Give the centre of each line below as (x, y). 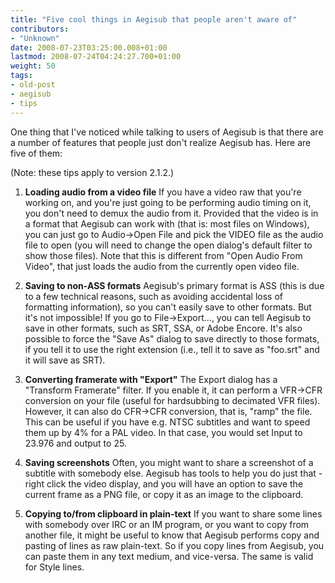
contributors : (40, 29)
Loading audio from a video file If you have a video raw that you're (163, 192)
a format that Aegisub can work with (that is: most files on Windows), (167, 223)
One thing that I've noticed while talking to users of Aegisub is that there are (167, 132)
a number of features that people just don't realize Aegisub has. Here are (161, 142)
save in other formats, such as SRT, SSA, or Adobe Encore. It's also (163, 328)
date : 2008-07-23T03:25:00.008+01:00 (89, 47)
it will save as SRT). (65, 360)
